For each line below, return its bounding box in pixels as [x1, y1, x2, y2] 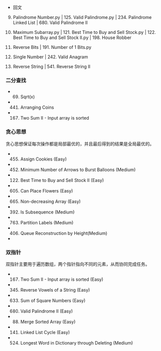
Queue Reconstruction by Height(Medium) [20, 230, 108, 236]
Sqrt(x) [20, 94, 35, 100]
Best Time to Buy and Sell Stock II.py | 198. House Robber [12, 34, 132, 40]
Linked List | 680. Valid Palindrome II [12, 19, 88, 25]
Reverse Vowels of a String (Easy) [20, 287, 90, 293]
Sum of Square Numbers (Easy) [20, 297, 86, 303]
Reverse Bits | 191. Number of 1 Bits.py [12, 44, 92, 50]
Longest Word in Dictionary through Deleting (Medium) [20, 340, 134, 346]
